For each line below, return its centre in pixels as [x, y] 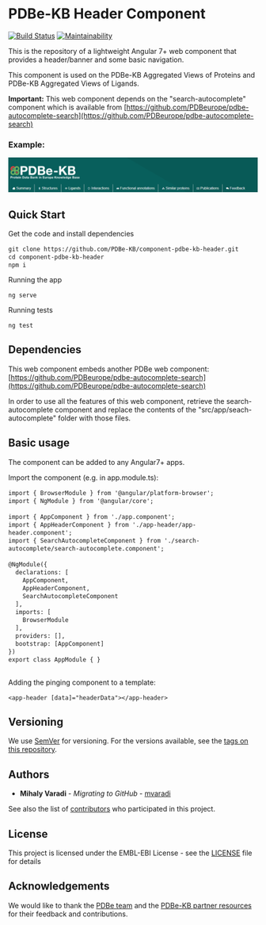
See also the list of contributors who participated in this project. [112, 809]
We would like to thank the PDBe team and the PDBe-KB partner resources [130, 905]
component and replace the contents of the [125, 409]
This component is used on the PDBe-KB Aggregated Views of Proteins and [132, 75]
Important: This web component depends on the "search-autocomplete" [127, 98]
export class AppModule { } [55, 659]
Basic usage [39, 443]
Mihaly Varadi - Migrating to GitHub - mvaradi [95, 793]
